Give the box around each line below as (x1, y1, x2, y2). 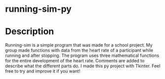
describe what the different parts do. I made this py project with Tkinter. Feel (5, 63, 161, 69)
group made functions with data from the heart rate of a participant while (5, 48, 154, 53)
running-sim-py (5, 3, 72, 15)
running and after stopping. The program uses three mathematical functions (5, 53, 159, 58)
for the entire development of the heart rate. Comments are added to (5, 58, 145, 64)
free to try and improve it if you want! (5, 68, 80, 74)
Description (5, 26, 54, 37)
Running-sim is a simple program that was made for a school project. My (5, 42, 153, 48)
